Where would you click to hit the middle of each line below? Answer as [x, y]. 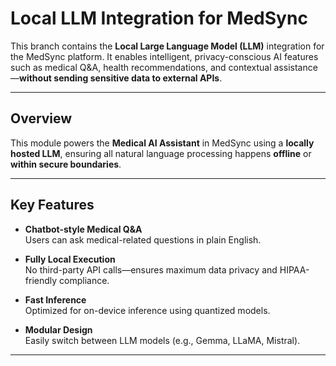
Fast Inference [55, 299]
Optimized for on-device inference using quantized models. [147, 310]
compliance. [84, 280]
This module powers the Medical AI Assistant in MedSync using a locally [162, 143]
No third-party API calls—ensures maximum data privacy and [151, 269]
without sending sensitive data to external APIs [119, 78]
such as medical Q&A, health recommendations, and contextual [141, 67]
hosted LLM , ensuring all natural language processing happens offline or [161, 153]
